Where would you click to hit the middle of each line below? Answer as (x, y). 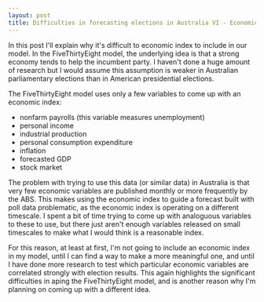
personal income (47, 126)
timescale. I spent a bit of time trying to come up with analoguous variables (130, 216)
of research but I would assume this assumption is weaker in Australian (123, 70)
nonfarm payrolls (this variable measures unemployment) (112, 117)
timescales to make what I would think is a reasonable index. (106, 232)
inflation (33, 151)
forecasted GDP (46, 158)
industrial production (53, 133)
